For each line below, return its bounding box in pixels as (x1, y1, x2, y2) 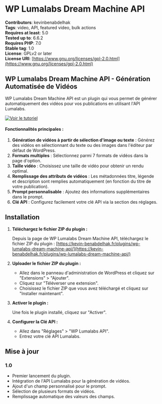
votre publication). (12, 183, 49, 189)
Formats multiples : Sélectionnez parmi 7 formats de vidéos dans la (12, 152, 148, 158)
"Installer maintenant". (19, 290, 64, 296)
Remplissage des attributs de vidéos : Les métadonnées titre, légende (12, 173, 154, 179)
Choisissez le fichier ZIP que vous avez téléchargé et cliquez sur (19, 285, 148, 291)
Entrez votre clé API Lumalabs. (19, 333, 81, 339)
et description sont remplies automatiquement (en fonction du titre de (12, 178, 151, 184)
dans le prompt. (12, 193, 44, 200)
